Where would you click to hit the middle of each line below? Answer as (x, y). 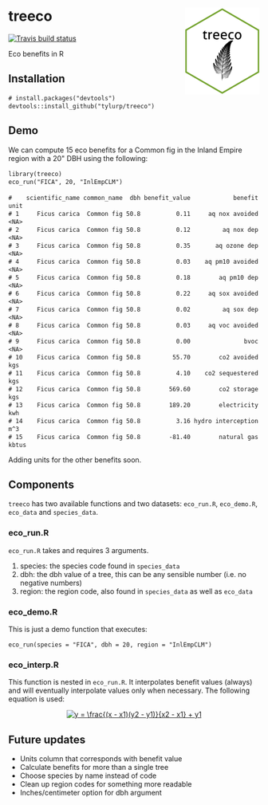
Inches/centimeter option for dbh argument (91, 793)
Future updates (47, 739)
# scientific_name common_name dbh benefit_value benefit (134, 198)
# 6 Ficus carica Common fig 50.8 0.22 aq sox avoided (134, 293)
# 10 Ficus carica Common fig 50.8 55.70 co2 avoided (134, 357)
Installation (37, 79)
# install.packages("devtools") (62, 98)
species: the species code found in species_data (100, 566)
